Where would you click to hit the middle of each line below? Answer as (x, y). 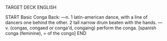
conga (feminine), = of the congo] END (46, 33)
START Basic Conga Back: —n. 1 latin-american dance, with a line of (77, 17)
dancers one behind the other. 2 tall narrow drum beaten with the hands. (81, 23)
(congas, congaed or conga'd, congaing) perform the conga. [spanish (83, 28)
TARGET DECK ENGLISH (31, 7)
